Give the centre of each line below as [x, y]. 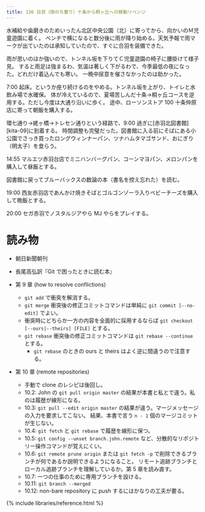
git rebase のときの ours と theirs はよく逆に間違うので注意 [109, 351]
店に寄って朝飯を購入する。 [41, 110]
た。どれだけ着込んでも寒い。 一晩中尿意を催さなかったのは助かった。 [95, 73]
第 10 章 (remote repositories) [52, 372]
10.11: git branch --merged [57, 483]
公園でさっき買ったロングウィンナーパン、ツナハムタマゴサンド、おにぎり [100, 138]
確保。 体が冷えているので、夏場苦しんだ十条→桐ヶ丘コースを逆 [114, 94]
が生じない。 [40, 423]
